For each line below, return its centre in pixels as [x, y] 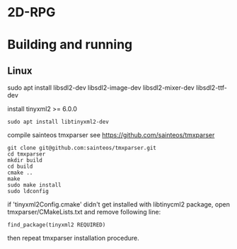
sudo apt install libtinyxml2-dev [58, 122]
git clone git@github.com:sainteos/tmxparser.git [82, 148]
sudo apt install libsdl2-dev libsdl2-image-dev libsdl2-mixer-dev [101, 88]
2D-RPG [31, 12]
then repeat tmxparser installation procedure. [73, 238]
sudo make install [34, 185]
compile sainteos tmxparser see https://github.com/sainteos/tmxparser [111, 135]
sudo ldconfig [28, 192]
